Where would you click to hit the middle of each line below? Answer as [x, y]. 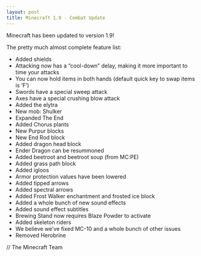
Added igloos [32, 170]
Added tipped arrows [42, 183]
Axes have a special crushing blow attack [67, 98]
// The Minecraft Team [35, 247]
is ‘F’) [22, 85]
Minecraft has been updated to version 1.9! [60, 35]
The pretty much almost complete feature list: [64, 47]
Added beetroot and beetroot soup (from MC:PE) [77, 157]
